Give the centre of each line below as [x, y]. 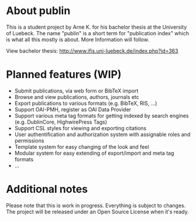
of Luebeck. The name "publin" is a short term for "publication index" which [97, 33]
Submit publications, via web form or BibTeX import [76, 91]
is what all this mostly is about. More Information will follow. [78, 39]
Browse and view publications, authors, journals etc [77, 97]
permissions [29, 140]
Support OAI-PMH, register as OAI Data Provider [73, 109]
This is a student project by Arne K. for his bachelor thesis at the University [97, 27]
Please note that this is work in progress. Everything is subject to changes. [96, 205]
